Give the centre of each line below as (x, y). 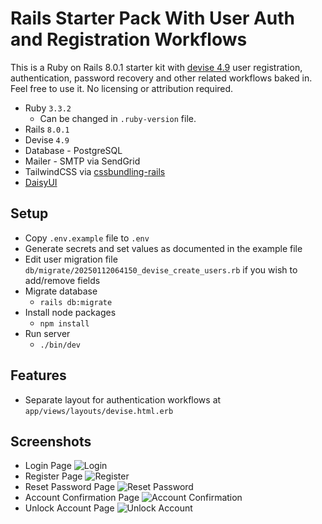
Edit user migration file (71, 259)
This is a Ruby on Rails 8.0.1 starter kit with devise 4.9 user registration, (156, 67)
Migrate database (61, 291)
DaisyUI (41, 182)
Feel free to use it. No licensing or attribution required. (122, 88)
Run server (47, 333)
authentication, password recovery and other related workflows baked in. (161, 78)
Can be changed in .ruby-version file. (118, 118)
